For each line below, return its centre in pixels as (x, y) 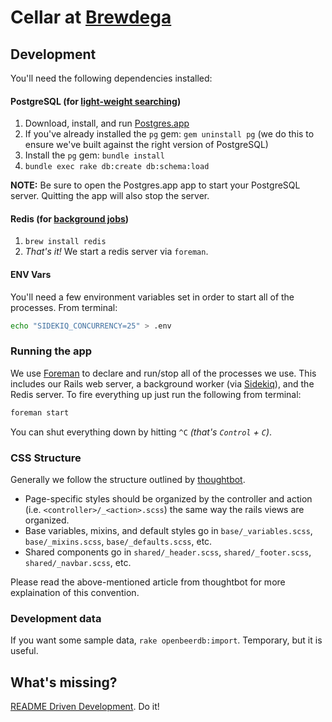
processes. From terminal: (64, 307)
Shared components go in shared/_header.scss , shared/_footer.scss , (168, 552)
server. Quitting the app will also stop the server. (110, 196)
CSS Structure (46, 458)
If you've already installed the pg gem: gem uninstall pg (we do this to (169, 134)
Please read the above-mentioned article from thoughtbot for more (148, 582)
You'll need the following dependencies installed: (111, 78)
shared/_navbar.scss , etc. (78, 562)
